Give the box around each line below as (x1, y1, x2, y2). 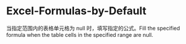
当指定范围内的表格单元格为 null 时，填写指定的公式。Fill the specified (6, 24, 181, 32)
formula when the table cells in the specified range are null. (6, 31, 153, 38)
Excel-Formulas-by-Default (6, 4, 146, 18)
